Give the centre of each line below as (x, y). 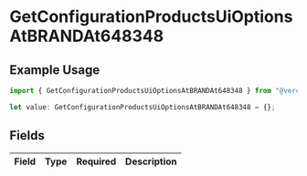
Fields (27, 135)
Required (96, 161)
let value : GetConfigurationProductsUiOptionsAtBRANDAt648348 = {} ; (143, 107)
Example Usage (55, 70)
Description (151, 161)
